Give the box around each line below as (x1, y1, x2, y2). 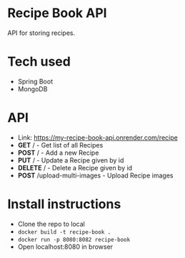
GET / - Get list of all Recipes (17, 140, 104, 149)
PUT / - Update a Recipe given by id (17, 155, 124, 165)
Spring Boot (17, 77, 54, 86)
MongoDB (17, 84, 48, 93)
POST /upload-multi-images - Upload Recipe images (17, 171, 174, 180)
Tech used (7, 53, 71, 70)
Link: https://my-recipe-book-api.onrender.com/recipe (17, 133, 179, 142)
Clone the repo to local (17, 220, 86, 228)
